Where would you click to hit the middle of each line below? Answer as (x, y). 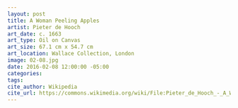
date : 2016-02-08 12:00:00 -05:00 (58, 67)
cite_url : (22, 93)
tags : (15, 80)
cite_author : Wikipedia (42, 87)
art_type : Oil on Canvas (44, 40)
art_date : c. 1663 (34, 34)
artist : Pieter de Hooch (44, 27)
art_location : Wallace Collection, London (71, 54)
